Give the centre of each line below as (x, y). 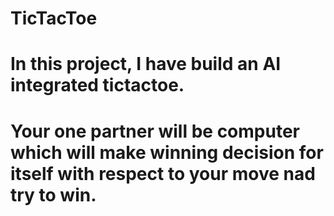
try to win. (53, 194)
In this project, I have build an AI (146, 64)
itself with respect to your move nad (163, 173)
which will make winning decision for (167, 152)
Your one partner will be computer (155, 131)
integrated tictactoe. (97, 85)
